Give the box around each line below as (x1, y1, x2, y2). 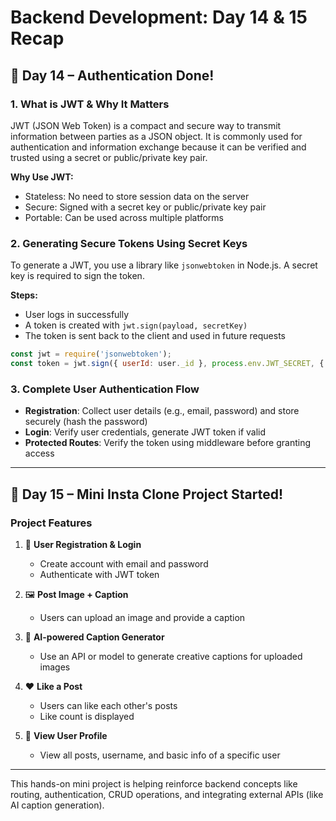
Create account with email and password (39, 557, 209, 570)
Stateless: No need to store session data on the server (24, 190, 250, 202)
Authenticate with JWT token (39, 568, 160, 580)
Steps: (10, 289, 38, 301)
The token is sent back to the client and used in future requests (24, 330, 286, 342)
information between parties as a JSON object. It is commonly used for (10, 130, 303, 142)
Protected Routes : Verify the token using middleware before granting (24, 437, 312, 449)
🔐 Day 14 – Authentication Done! (10, 67, 215, 84)
